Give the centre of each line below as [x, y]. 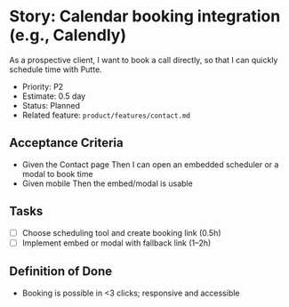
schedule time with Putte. [56, 69]
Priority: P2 [43, 86]
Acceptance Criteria [66, 143]
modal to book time [57, 174]
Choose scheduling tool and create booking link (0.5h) [121, 232]
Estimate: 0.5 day [54, 96]
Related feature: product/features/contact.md [106, 115]
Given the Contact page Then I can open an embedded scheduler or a [150, 164]
